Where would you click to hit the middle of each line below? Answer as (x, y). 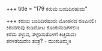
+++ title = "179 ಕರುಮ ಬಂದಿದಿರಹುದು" (47, 9)
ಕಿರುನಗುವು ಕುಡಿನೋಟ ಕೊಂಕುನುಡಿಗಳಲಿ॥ (43, 27)
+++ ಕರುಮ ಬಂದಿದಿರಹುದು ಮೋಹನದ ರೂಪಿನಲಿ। (52, 21)
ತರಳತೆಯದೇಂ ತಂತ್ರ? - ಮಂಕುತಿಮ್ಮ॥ (39, 41)
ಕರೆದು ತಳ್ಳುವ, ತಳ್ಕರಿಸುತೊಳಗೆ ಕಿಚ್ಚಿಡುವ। (41, 34)
